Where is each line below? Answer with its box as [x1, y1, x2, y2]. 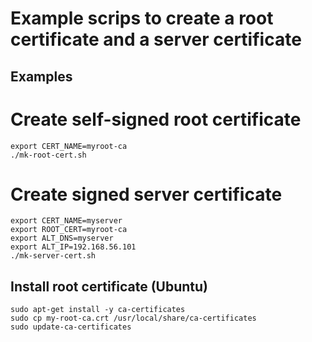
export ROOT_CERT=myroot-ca [10, 225, 128, 235]
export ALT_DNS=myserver [10, 233, 114, 244]
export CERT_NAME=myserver [10, 216, 123, 226]
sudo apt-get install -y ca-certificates [10, 305, 186, 315]
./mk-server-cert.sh [10, 251, 97, 261]
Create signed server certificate [10, 183, 283, 206]
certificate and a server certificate [10, 28, 302, 51]
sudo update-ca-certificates [10, 322, 132, 332]
